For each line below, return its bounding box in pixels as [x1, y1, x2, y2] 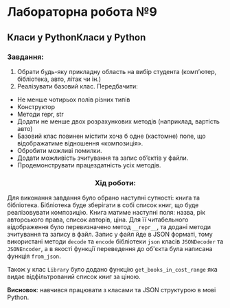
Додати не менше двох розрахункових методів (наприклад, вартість [16, 117, 220, 126]
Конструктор [16, 102, 56, 110]
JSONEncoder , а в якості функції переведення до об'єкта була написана [7, 245, 213, 253]
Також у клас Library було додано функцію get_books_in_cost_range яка [7, 265, 218, 274]
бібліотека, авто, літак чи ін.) [16, 75, 102, 83]
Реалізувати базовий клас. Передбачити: [16, 82, 139, 90]
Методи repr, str [16, 110, 64, 118]
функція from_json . [7, 252, 61, 261]
